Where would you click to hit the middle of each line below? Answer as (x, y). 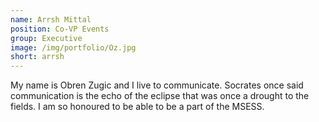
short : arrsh (37, 57)
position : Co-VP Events (60, 29)
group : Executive (46, 38)
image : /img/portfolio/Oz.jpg (73, 47)
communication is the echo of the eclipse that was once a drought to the (160, 96)
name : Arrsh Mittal (51, 19)
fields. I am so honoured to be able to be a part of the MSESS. (137, 107)
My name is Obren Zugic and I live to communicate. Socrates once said (157, 85)
